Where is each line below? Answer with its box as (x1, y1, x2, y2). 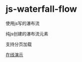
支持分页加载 (5, 41, 32, 47)
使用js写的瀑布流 (5, 20, 40, 26)
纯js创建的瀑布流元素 (5, 31, 49, 36)
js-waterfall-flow (5, 3, 78, 15)
